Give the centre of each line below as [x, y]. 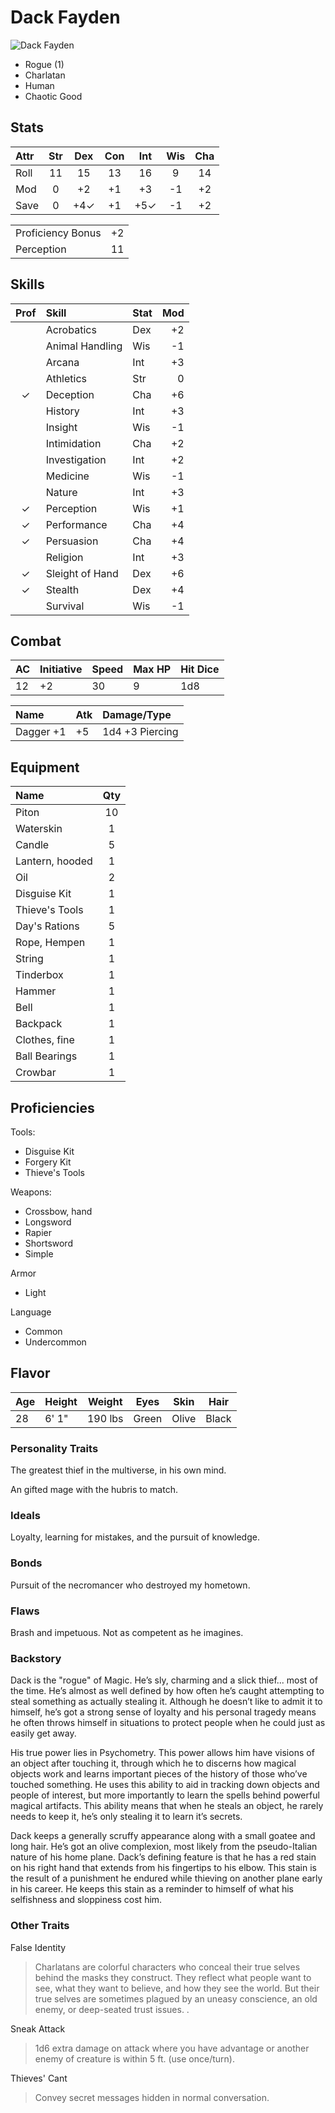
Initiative [61, 669]
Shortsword [48, 1243]
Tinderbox [39, 975]
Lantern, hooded [54, 861]
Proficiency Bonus [58, 233]
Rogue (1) [44, 64]
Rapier [38, 1232]
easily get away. [43, 1733]
